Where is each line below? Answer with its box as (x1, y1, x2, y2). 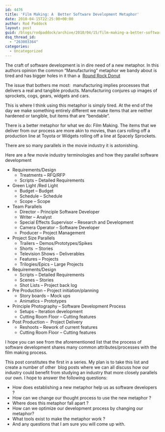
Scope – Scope (19, 198, 51, 204)
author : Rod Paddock (5, 21, 48, 26)
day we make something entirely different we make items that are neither (5, 107, 153, 114)
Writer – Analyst (19, 214, 52, 220)
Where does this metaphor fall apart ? (12, 400, 89, 406)
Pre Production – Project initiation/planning (12, 287, 99, 293)
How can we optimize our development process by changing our (12, 405, 143, 411)
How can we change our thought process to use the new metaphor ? (12, 394, 151, 400)
